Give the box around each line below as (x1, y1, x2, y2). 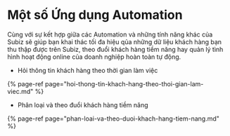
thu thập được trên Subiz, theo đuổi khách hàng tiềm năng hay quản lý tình (7, 45, 224, 53)
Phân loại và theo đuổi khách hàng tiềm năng (17, 100, 149, 109)
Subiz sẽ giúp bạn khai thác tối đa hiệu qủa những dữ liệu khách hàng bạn (7, 37, 222, 46)
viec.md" (7, 87, 34, 95)
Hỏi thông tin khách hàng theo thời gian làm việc (17, 66, 158, 74)
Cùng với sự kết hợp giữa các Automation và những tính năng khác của (7, 30, 213, 39)
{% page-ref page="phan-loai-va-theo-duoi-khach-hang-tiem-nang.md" (7, 114, 220, 123)
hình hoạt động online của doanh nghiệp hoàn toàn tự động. (7, 53, 181, 61)
